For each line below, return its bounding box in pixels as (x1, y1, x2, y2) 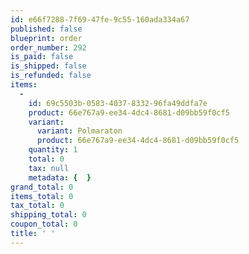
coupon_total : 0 (10, 219, 78, 230)
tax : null (28, 163, 70, 173)
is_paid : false (10, 52, 74, 62)
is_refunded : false (10, 71, 92, 81)
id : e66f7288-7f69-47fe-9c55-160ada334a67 (10, 14, 190, 25)
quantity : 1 (28, 145, 78, 155)
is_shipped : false (10, 61, 87, 71)
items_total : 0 (10, 191, 74, 201)
